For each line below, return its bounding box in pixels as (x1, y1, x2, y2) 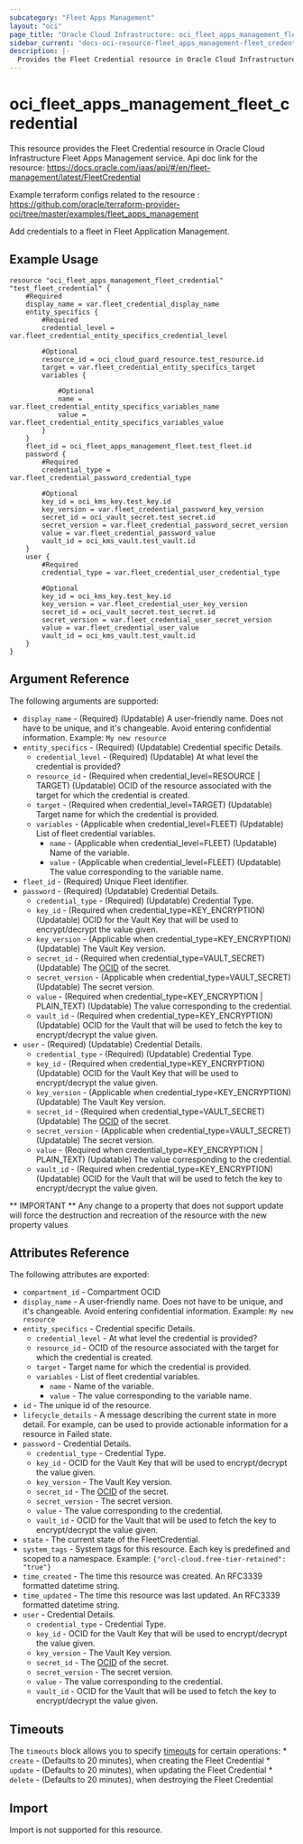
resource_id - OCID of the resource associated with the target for (35, 1342, 280, 1353)
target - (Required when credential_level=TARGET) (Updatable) (35, 799, 272, 810)
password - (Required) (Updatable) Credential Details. (22, 885, 219, 896)
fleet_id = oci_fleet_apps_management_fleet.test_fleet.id (25, 441, 252, 451)
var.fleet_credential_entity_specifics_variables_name (9, 402, 220, 411)
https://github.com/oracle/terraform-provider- (9, 198, 180, 209)
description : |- (9, 47, 70, 56)
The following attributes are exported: (9, 1269, 150, 1280)
